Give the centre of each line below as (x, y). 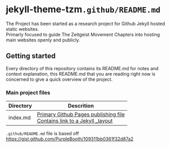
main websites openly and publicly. (43, 40)
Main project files (28, 92)
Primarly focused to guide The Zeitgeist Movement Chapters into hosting (83, 34)
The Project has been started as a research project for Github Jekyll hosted (86, 24)
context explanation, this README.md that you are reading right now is (81, 74)
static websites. (22, 29)
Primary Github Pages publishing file (81, 115)
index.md (20, 118)
